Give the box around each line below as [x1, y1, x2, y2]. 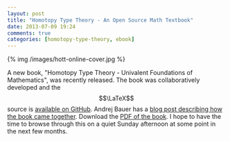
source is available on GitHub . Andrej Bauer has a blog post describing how [7, 105, 223, 113]
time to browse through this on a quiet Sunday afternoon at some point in [7, 119, 216, 128]
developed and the [7, 83, 61, 92]
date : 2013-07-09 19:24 [7, 23, 76, 30]
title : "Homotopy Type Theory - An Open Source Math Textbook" [7, 17, 194, 24]
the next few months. [7, 127, 68, 135]
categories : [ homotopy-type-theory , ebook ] [7, 36, 135, 43]
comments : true [7, 29, 51, 37]
